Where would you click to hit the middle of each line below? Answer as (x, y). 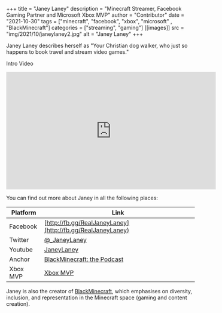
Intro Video (20, 63)
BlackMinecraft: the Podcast (84, 259)
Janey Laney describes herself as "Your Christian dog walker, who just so (97, 45)
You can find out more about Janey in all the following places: (82, 198)
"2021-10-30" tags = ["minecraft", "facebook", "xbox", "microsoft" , (89, 21)
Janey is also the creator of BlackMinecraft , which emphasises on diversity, (99, 291)
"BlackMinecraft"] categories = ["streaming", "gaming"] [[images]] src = (95, 27)
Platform (24, 213)
